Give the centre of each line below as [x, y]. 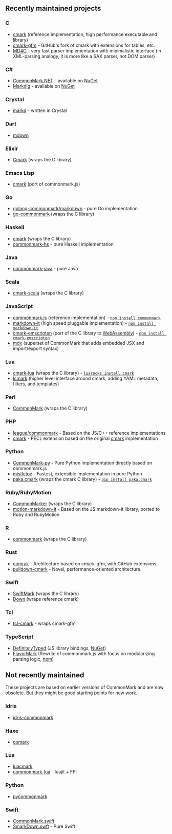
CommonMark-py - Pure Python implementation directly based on [82, 462]
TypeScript [19, 637]
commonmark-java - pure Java [45, 269]
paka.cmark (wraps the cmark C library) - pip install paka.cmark [82, 479]
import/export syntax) [36, 348]
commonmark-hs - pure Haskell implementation [63, 244]
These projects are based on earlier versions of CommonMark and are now [84, 688]
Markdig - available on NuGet [44, 86]
